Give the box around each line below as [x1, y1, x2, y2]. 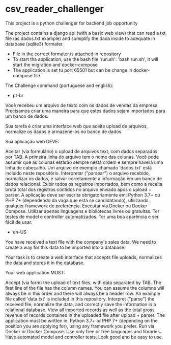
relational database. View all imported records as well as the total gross [5, 307, 155, 313]
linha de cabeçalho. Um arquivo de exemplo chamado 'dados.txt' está [5, 164, 152, 170]
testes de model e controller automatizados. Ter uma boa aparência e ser [5, 213, 159, 220]
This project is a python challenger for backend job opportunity [5, 20, 138, 26]
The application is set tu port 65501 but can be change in [12, 67, 132, 73]
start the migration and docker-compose [12, 61, 98, 68]
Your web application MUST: [5, 269, 65, 275]
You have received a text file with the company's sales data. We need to [5, 239, 156, 245]
